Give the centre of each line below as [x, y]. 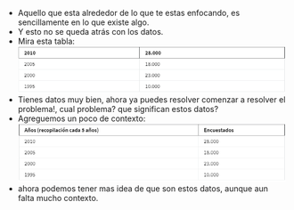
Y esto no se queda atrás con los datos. [90, 32]
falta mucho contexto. [58, 198]
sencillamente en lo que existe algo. [83, 22]
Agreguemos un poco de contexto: [82, 118]
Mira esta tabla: [46, 41]
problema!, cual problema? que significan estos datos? [118, 109]
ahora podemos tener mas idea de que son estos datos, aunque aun [143, 188]
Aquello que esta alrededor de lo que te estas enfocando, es [129, 13]
